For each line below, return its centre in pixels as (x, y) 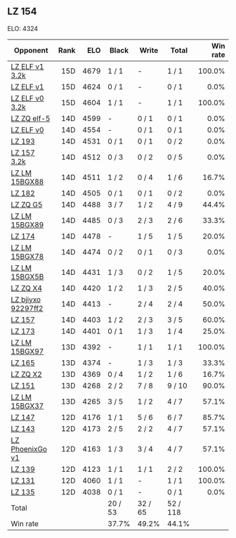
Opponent (31, 50)
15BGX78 (27, 256)
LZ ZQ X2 (26, 374)
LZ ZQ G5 (27, 205)
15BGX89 (27, 224)
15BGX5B (27, 276)
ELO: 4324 (23, 28)
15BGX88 (27, 181)
